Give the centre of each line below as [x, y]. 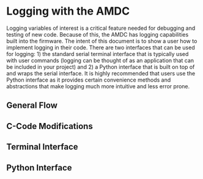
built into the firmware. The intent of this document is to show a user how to [102, 41]
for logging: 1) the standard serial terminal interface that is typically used [98, 54]
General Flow [32, 106]
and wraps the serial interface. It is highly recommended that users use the [101, 73]
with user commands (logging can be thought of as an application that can [100, 60]
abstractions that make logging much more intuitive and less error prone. [98, 86]
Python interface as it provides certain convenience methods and [89, 80]
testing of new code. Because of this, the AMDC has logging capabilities [98, 34]
